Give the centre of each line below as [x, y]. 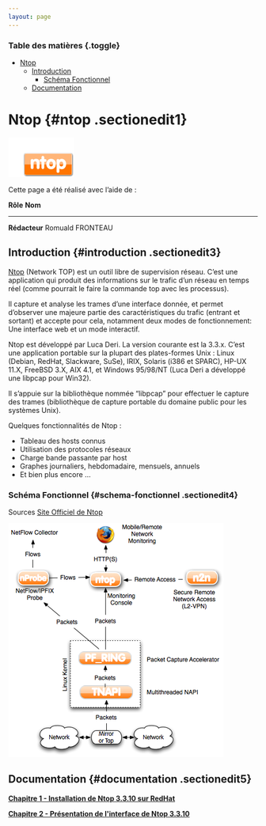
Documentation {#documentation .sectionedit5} [130, 779]
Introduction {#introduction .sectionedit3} [115, 253]
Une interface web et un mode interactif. [74, 329]
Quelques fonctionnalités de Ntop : [65, 425]
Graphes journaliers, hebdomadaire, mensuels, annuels [110, 466]
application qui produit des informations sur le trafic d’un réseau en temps [129, 280]
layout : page [30, 17]
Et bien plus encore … [55, 474]
